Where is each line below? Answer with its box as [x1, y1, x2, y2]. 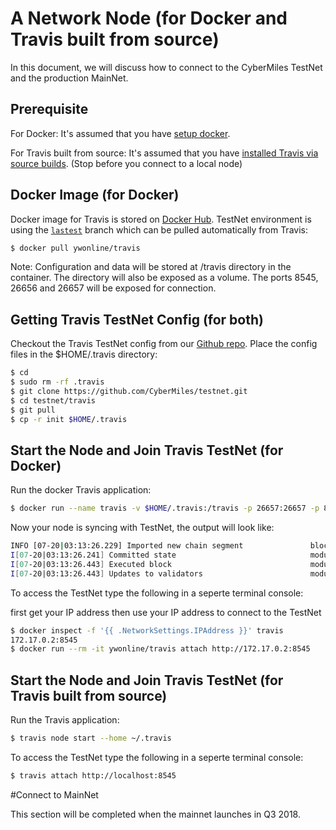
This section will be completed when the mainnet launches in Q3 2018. [10, 808, 301, 820]
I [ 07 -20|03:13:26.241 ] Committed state [10, 550, 177, 561]
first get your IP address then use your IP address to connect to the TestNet [10, 606, 322, 618]
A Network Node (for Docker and [10, 7, 288, 30]
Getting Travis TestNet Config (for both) [10, 311, 264, 328]
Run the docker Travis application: [10, 484, 152, 496]
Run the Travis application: [10, 714, 120, 726]
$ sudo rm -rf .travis [10, 377, 105, 387]
